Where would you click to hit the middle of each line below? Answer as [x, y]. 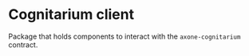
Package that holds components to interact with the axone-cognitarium [125, 36]
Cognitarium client [71, 15]
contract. [23, 44]
